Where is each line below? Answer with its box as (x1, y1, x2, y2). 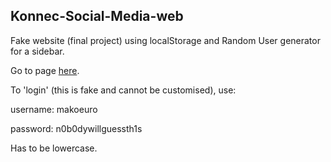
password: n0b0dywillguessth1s (10, 122, 143, 134)
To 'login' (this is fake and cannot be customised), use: (10, 84, 237, 96)
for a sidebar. (10, 45, 65, 57)
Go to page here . (10, 64, 80, 76)
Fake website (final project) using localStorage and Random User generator (10, 34, 321, 46)
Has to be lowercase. (10, 142, 98, 154)
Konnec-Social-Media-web (10, 8, 184, 25)
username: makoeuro (10, 103, 98, 115)
